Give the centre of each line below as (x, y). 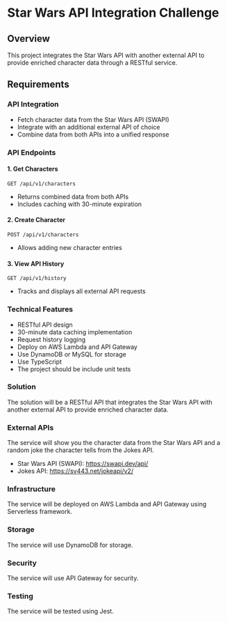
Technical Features (40, 309)
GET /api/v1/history (37, 279)
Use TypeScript (40, 361)
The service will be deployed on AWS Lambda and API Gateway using (107, 504)
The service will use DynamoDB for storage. (70, 545)
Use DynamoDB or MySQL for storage (72, 354)
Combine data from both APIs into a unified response (93, 134)
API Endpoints (32, 153)
